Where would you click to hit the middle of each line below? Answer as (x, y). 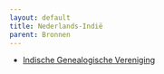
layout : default (40, 18)
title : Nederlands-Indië (56, 26)
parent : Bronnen (40, 34)
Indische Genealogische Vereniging (89, 60)
